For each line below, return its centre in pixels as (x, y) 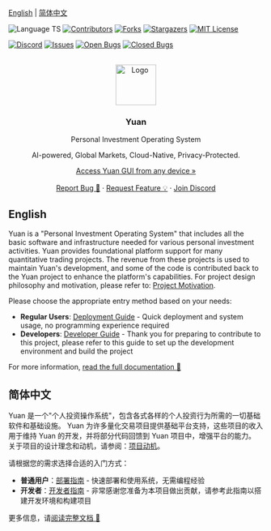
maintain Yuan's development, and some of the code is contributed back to (133, 268)
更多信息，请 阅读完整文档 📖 (55, 517)
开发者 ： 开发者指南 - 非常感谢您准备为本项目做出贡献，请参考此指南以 (137, 490)
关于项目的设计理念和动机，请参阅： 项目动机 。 (86, 446)
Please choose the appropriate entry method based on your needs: (120, 301)
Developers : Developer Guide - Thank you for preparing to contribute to (140, 334)
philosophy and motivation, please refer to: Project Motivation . (112, 285)
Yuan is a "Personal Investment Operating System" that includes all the (126, 233)
